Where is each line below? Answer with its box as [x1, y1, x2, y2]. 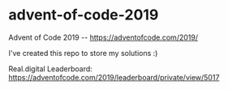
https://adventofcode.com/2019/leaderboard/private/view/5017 [8, 72, 220, 82]
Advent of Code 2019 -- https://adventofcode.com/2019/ [8, 32, 199, 42]
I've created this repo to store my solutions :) [8, 48, 158, 58]
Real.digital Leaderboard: [8, 63, 93, 74]
